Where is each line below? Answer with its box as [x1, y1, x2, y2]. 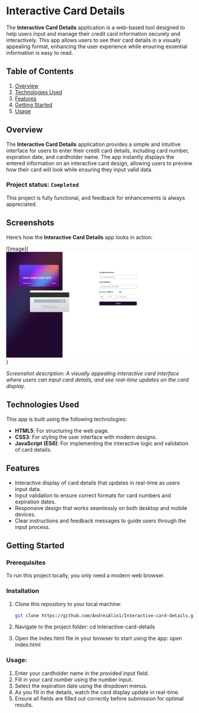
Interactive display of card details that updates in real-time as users [14, 479, 180, 486]
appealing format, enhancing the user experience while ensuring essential [6, 43, 188, 50]
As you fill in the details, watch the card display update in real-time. [14, 689, 180, 696]
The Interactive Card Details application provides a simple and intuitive [6, 140, 181, 148]
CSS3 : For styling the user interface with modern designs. [14, 433, 157, 440]
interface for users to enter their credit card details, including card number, [6, 147, 189, 154]
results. [14, 701, 34, 708]
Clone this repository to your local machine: [14, 600, 122, 608]
